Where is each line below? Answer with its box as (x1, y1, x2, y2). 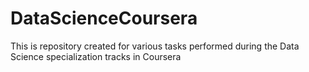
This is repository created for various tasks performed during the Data (10, 40, 300, 52)
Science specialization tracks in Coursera (10, 50, 182, 62)
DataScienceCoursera (10, 7, 198, 30)
